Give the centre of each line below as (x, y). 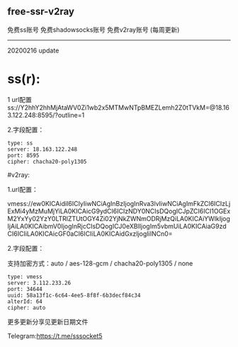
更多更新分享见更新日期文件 (48, 322)
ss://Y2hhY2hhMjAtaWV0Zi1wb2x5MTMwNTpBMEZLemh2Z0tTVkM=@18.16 (119, 107)
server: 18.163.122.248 (42, 149)
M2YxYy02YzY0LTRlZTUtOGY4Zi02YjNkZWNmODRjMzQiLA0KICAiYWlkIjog (119, 218)
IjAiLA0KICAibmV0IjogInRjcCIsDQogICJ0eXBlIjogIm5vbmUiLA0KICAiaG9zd (117, 226)
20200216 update (33, 50)
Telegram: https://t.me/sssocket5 (55, 336)
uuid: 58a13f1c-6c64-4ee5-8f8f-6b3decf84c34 (74, 295)
